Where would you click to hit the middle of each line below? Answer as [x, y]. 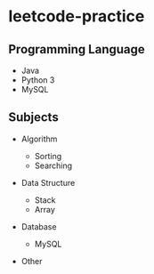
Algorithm [39, 139]
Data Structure [48, 182]
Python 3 [38, 80]
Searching [53, 165]
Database [39, 226]
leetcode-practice [77, 16]
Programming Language [77, 49]
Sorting [48, 156]
